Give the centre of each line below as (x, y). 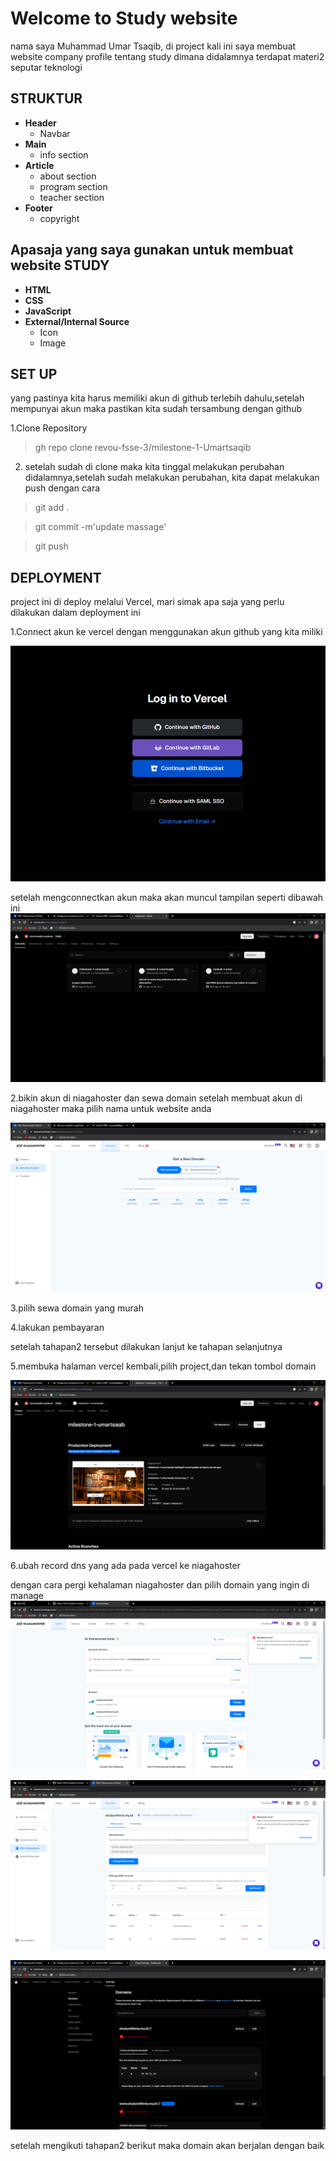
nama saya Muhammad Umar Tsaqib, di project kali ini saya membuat (153, 46)
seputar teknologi (46, 67)
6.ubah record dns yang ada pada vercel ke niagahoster (125, 1565)
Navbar (55, 133)
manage (27, 1595)
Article (39, 165)
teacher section (72, 197)
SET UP (34, 373)
